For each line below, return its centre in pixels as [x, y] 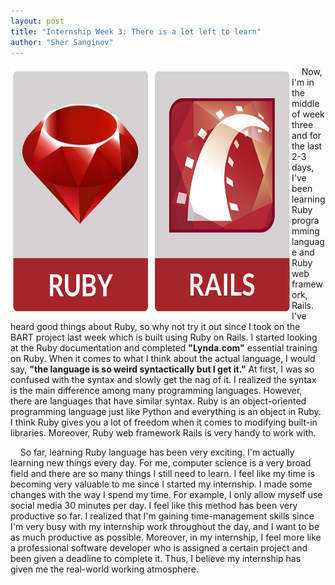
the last [307, 146]
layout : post [37, 21]
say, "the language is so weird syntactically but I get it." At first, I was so [162, 369]
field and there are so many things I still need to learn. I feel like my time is [162, 474]
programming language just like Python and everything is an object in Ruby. [166, 412]
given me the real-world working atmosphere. [104, 569]
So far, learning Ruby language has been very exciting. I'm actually [157, 452]
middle [305, 104]
